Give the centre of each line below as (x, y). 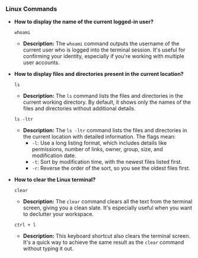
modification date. (54, 155)
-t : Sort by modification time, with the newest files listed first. (107, 162)
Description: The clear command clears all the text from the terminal (108, 202)
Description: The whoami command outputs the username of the (101, 44)
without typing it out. (48, 249)
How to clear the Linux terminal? (55, 180)
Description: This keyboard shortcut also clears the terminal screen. (107, 236)
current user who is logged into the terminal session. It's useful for (104, 50)
